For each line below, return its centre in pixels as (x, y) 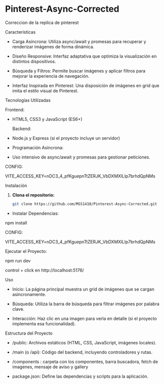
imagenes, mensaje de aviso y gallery (50, 367)
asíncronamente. (29, 294)
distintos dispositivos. (34, 61)
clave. (18, 309)
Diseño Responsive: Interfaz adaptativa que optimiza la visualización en (84, 56)
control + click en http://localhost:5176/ (45, 270)
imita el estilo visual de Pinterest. (45, 90)
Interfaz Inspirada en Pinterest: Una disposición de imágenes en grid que (86, 85)
